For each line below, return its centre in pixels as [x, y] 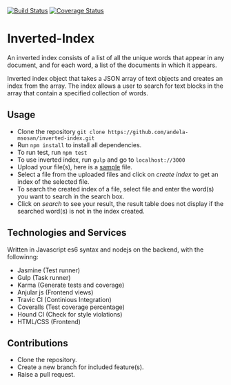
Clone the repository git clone [61, 131]
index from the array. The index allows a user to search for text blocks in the [115, 86]
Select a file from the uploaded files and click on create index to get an [118, 174]
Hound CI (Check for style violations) [70, 314]
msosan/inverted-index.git [56, 138]
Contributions [38, 343]
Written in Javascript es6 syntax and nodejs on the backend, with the [106, 250]
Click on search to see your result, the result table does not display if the [120, 203]
